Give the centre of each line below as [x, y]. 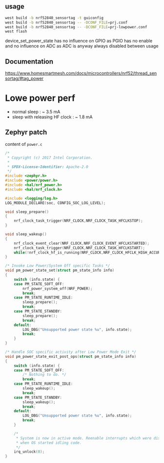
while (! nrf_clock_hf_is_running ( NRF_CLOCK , [59, 253]
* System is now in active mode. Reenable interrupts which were [84, 438]
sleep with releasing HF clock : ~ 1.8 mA [52, 117]
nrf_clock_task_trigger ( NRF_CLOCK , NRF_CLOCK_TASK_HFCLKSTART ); [80, 248]
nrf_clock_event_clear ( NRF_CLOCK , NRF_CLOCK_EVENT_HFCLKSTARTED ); [82, 243]
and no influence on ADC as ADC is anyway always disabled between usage [82, 46]
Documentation [29, 61]
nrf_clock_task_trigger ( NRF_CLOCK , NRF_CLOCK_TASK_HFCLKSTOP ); [78, 221]
